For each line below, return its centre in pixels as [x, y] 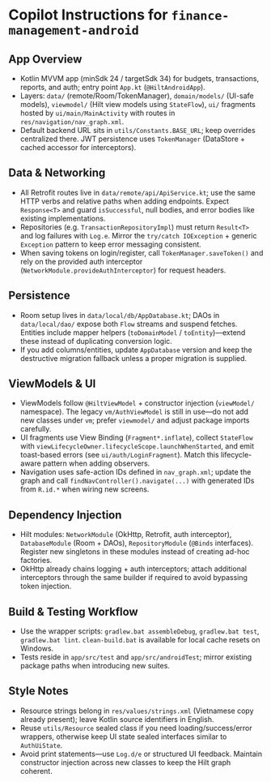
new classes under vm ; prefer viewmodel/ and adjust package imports [135, 420]
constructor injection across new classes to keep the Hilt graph [125, 762]
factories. [36, 561]
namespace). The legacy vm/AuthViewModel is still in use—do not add [134, 412]
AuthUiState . [41, 745]
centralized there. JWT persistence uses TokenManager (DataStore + [132, 139]
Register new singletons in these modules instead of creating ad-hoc [135, 552]
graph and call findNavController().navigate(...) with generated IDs [137, 481]
